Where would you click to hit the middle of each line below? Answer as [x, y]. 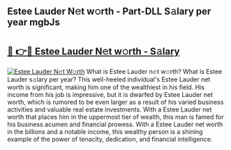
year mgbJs [34, 23]
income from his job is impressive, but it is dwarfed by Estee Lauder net [110, 95]
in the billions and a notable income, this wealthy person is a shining [105, 132]
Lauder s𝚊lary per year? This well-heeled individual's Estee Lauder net [109, 79]
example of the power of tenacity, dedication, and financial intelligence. [110, 139]
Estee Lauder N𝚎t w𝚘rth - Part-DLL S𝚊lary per [109, 12]
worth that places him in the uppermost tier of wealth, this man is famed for [115, 117]
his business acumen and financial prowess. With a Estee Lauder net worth [115, 124]
